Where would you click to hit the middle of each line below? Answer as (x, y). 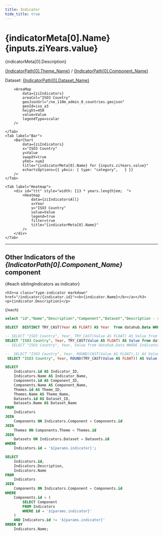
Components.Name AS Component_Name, (51, 385)
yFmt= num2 (33, 161)
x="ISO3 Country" (40, 149)
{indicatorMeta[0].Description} (36, 62)
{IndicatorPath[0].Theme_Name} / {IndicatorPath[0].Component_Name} (77, 71)
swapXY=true (35, 157)
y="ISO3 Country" (49, 208)
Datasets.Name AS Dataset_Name (45, 403)
